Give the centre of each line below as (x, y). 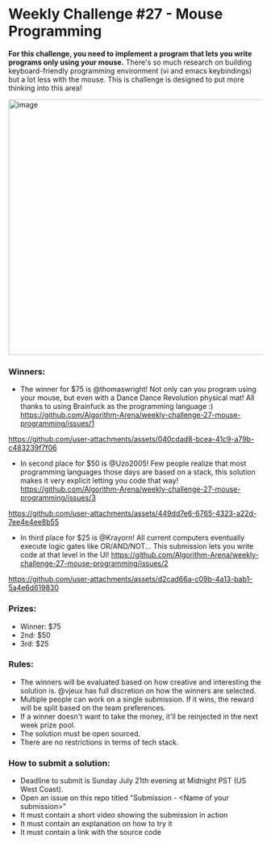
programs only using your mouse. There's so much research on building (130, 62)
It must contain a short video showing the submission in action (124, 815)
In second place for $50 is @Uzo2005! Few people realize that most (133, 464)
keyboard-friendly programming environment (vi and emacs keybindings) (130, 70)
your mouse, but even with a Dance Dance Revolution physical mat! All (137, 398)
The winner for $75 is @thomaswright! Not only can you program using (138, 390)
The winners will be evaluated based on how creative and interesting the (140, 682)
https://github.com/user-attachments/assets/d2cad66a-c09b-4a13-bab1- (131, 580)
